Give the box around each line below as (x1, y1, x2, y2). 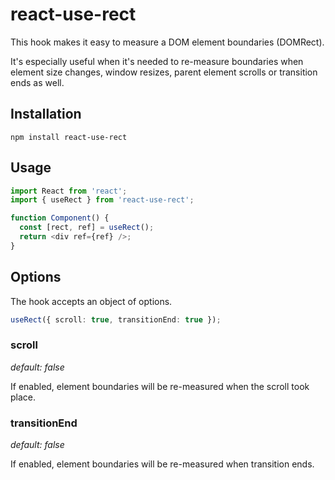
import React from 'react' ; (10, 186, 128, 196)
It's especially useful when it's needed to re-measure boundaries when (10, 55, 304, 67)
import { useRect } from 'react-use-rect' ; (10, 195, 195, 205)
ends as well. (10, 76, 65, 88)
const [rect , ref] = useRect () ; (19, 223, 155, 233)
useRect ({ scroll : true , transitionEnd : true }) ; (10, 314, 222, 325)
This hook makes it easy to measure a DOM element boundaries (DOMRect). (10, 36, 325, 48)
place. (10, 391, 37, 403)
